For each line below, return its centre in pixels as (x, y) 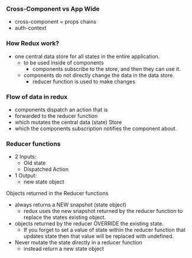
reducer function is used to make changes (84, 81)
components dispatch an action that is (61, 109)
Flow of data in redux (37, 96)
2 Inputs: (25, 157)
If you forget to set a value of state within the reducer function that (105, 230)
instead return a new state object (64, 249)
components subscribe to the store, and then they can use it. (107, 69)
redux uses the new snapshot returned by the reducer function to (103, 211)
